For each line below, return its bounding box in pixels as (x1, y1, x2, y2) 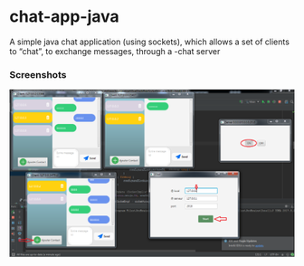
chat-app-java (9, 6, 119, 27)
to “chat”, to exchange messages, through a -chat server (9, 45, 221, 56)
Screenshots (9, 68, 67, 81)
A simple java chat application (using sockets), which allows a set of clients (9, 36, 290, 47)
